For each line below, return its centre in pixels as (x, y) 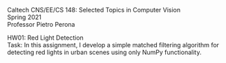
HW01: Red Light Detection (46, 38)
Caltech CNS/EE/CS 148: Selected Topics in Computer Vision (94, 10)
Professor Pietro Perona (41, 24)
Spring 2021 (24, 17)
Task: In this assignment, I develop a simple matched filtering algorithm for (113, 45)
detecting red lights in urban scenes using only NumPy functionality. (104, 52)
